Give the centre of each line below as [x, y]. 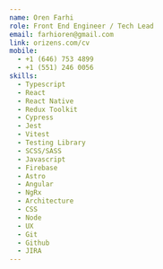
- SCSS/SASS [40, 151]
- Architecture [46, 201]
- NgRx [30, 193]
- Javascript [42, 159]
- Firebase [38, 168]
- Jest [30, 126]
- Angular [35, 185]
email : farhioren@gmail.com [62, 34]
